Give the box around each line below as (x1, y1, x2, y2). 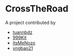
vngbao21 (12, 45, 33, 51)
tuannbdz (12, 29, 33, 35)
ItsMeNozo (12, 39, 36, 45)
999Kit (12, 34, 27, 40)
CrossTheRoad (5, 3, 69, 14)
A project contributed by (5, 19, 56, 25)
